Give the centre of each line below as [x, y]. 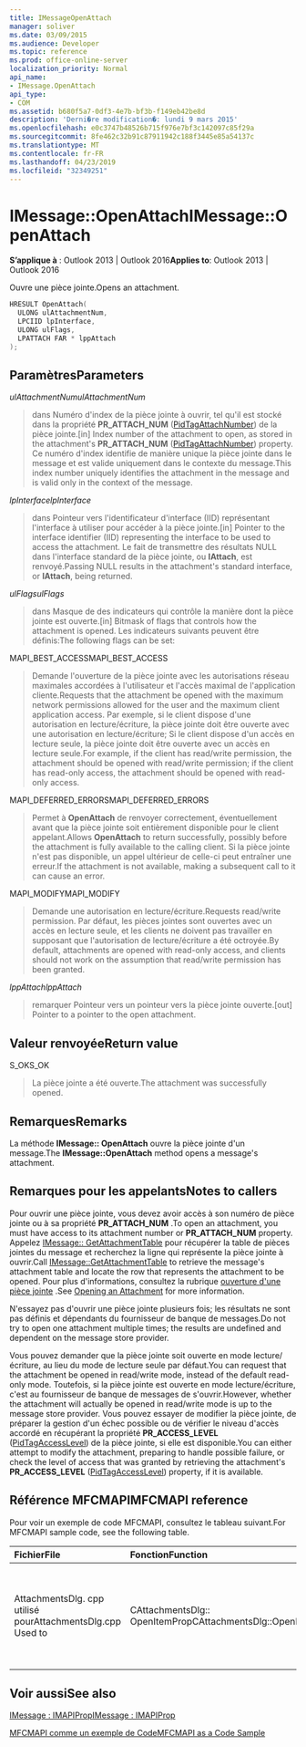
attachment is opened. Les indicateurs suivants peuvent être [145, 631]
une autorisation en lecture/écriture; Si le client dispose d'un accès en [163, 734]
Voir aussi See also [63, 1694]
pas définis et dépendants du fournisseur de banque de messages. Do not [148, 1318]
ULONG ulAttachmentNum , [62, 313]
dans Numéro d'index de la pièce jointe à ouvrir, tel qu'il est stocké [157, 415]
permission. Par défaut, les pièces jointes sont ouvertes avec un [152, 921]
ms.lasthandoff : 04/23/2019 [63, 162]
